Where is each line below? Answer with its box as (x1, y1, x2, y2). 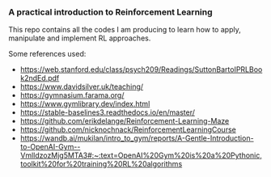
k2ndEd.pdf (19, 74, 60, 83)
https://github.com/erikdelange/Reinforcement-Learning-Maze (19, 116, 230, 126)
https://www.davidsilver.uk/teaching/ (19, 82, 144, 91)
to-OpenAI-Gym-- (19, 142, 81, 152)
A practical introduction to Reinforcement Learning (8, 6, 213, 18)
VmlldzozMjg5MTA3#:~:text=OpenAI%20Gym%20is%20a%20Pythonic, (19, 150, 263, 160)
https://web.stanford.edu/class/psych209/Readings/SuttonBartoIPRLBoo (19, 65, 263, 74)
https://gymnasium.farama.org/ (19, 91, 125, 100)
